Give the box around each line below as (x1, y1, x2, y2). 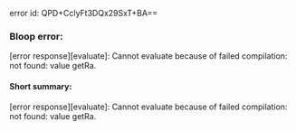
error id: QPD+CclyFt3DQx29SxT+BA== (9, 8, 158, 18)
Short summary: (9, 80, 72, 91)
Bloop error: (9, 30, 63, 42)
